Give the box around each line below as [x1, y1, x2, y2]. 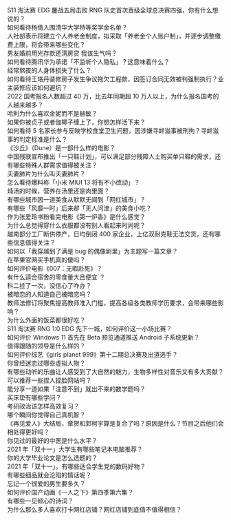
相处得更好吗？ [7, 428, 49, 436]
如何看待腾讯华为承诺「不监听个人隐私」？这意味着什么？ [7, 58, 170, 65]
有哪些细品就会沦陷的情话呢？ [7, 471, 91, 479]
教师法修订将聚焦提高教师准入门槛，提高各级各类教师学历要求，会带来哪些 [7, 299, 218, 306]
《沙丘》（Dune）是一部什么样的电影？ [7, 144, 115, 152]
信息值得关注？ [12, 238, 56, 247]
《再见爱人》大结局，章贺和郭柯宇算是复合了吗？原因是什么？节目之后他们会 [7, 419, 224, 427]
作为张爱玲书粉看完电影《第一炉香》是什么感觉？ [7, 213, 146, 220]
